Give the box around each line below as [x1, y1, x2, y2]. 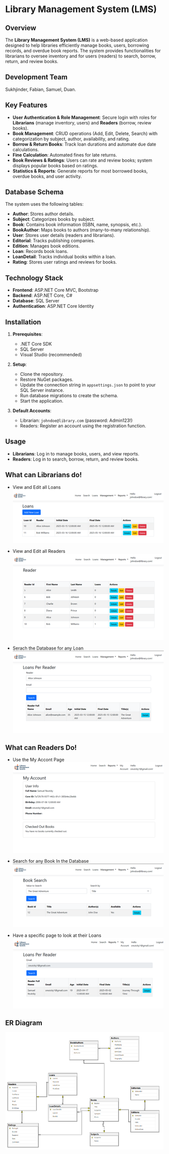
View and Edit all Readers [12, 548, 65, 554]
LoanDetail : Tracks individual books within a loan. [12, 253, 116, 260]
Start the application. [20, 398, 64, 404]
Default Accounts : [12, 408, 52, 414]
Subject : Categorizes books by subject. [12, 216, 95, 222]
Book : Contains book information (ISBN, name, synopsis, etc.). [12, 222, 142, 228]
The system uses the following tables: [5, 201, 84, 207]
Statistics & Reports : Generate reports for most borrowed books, [12, 168, 148, 174]
